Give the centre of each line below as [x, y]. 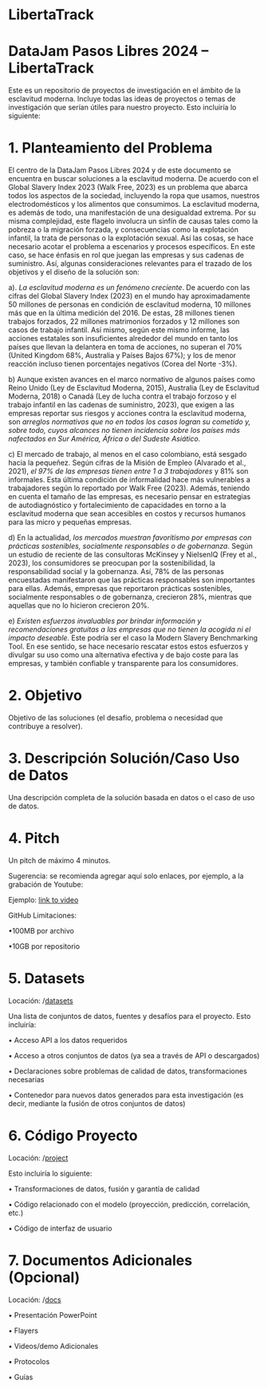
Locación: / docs [35, 1299]
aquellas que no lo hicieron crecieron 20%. [79, 605]
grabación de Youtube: [46, 884]
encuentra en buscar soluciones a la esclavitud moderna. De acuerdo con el [134, 179]
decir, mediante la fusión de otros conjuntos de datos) [97, 1103]
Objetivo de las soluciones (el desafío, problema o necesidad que [116, 718]
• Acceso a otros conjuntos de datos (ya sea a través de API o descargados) [134, 1055]
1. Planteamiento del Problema [110, 148]
